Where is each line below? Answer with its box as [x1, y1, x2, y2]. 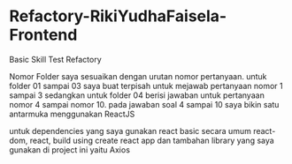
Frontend [9, 25, 78, 45]
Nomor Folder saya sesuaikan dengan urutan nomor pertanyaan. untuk [9, 71, 267, 81]
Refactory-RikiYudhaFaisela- [9, 6, 227, 26]
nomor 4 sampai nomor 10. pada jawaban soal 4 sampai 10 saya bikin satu [9, 99, 280, 109]
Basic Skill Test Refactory [9, 54, 102, 64]
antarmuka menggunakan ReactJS [9, 108, 135, 119]
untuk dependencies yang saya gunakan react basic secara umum [9, 125, 252, 136]
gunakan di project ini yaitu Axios [9, 144, 131, 155]
